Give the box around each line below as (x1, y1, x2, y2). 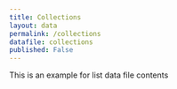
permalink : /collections (9, 29, 101, 38)
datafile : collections (9, 37, 93, 47)
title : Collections (9, 12, 82, 22)
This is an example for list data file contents (9, 70, 169, 80)
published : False (9, 46, 74, 55)
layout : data (9, 21, 58, 30)
